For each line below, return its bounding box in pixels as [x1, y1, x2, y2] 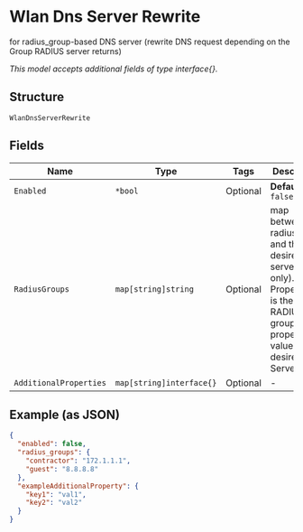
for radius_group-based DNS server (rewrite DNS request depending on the [9, 36, 290, 47]
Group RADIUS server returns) [9, 45, 122, 56]
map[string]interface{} [115, 378, 217, 387]
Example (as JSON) [9, 406, 120, 422]
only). [270, 271, 295, 284]
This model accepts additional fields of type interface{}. [9, 63, 218, 74]
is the [270, 294, 294, 306]
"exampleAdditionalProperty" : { [17, 481, 140, 490]
